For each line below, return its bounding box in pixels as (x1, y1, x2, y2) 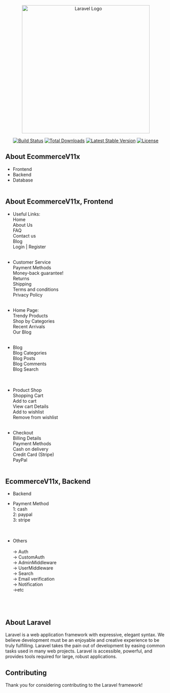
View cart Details (12, 403, 49, 409)
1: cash (12, 506, 28, 512)
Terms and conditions (12, 286, 59, 292)
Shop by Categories (12, 318, 55, 324)
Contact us (12, 232, 36, 239)
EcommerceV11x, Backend (5, 477, 91, 486)
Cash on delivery (12, 446, 48, 452)
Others (12, 538, 28, 544)
